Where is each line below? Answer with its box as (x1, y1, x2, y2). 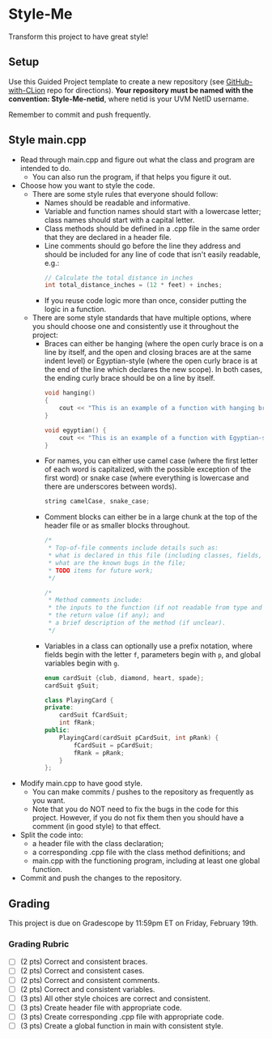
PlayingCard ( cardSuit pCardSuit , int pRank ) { (59, 733, 219, 742)
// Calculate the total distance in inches (44, 273, 193, 282)
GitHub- (226, 76, 253, 86)
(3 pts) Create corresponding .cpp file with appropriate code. (19, 1011, 224, 1021)
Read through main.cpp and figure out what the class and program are (19, 155, 255, 165)
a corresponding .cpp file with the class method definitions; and (32, 848, 245, 857)
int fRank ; (59, 719, 96, 727)
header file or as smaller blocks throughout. (44, 520, 190, 531)
